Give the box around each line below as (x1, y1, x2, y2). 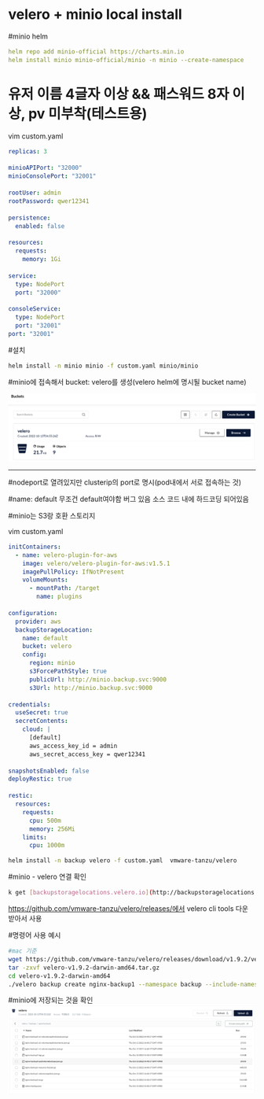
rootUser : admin (8, 189, 61, 197)
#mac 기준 (8, 947, 37, 955)
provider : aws (15, 618, 61, 625)
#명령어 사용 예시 (8, 931, 61, 940)
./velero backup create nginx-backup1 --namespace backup (8, 980, 202, 988)
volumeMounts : (22, 576, 68, 584)
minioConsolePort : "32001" (8, 172, 97, 180)
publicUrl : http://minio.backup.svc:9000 (28, 675, 167, 684)
